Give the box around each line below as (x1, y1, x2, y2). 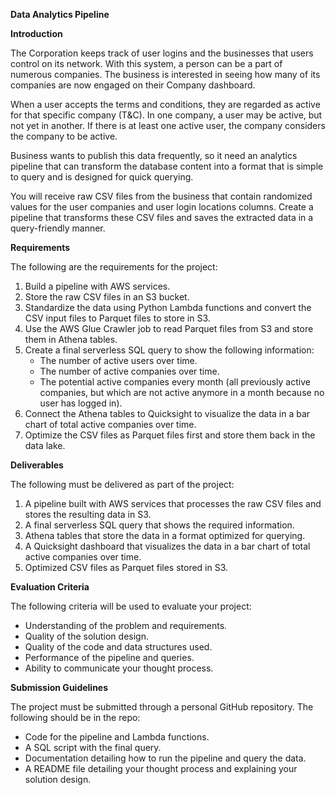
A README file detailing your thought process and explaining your (24, 763, 298, 774)
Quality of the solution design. (24, 630, 149, 642)
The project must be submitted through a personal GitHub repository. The (10, 701, 314, 713)
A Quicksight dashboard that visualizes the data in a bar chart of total (24, 540, 311, 552)
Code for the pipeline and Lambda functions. (24, 731, 210, 743)
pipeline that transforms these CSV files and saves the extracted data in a (10, 212, 314, 223)
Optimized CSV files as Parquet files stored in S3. (24, 562, 229, 573)
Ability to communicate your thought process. (24, 662, 214, 674)
